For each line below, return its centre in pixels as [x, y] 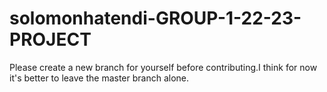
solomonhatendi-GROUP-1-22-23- [155, 18]
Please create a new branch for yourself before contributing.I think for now [163, 67]
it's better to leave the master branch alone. [99, 78]
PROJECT [50, 39]
